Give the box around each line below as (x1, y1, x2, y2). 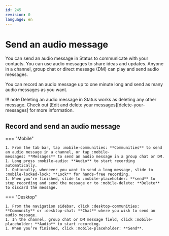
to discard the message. (5, 185, 58, 190)
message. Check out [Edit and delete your (5, 102, 93, 108)
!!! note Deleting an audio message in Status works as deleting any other (5, 97, 157, 103)
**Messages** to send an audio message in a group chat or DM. (27, 154, 165, 160)
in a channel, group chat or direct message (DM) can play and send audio (5, 66, 159, 72)
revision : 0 (5, 12, 30, 17)
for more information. (29, 107, 74, 113)
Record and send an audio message (5, 122, 121, 131)
